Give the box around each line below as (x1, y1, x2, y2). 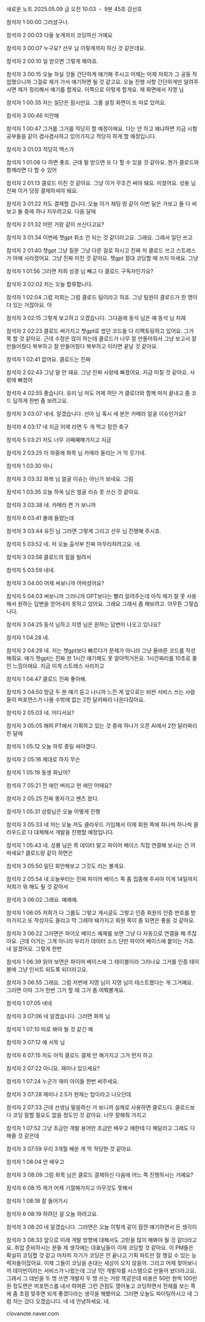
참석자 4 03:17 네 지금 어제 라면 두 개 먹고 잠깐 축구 (6, 423, 129, 430)
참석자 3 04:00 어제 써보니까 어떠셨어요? (6, 579, 105, 587)
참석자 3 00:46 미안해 (6, 112, 59, 119)
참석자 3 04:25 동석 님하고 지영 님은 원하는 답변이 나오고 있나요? (6, 621, 161, 628)
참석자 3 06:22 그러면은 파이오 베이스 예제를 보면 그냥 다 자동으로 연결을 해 (6, 930, 186, 937)
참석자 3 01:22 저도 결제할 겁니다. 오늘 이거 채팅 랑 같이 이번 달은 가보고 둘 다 (6, 200, 191, 207)
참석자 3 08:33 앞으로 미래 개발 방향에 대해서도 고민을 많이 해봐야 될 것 (6, 1236, 176, 1244)
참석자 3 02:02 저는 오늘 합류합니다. (6, 281, 93, 288)
